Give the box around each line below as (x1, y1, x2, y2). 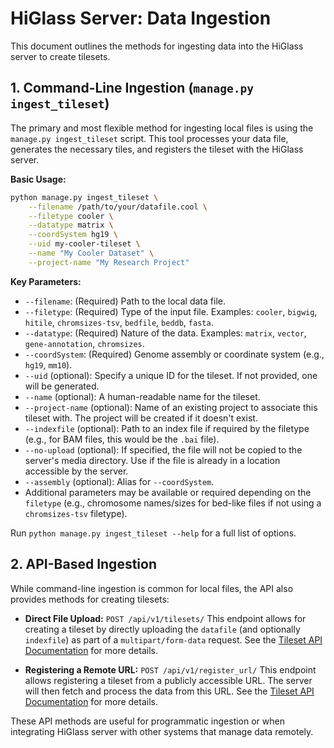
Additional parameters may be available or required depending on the (24, 486, 312, 498)
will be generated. (24, 380, 100, 392)
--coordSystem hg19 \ (28, 230, 118, 240)
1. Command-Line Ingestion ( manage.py (10, 80, 255, 97)
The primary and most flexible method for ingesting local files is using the (10, 122, 314, 134)
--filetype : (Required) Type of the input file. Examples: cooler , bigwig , (24, 305, 318, 317)
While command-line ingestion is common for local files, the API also (10, 582, 294, 594)
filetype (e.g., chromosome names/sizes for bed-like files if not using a (24, 497, 322, 509)
